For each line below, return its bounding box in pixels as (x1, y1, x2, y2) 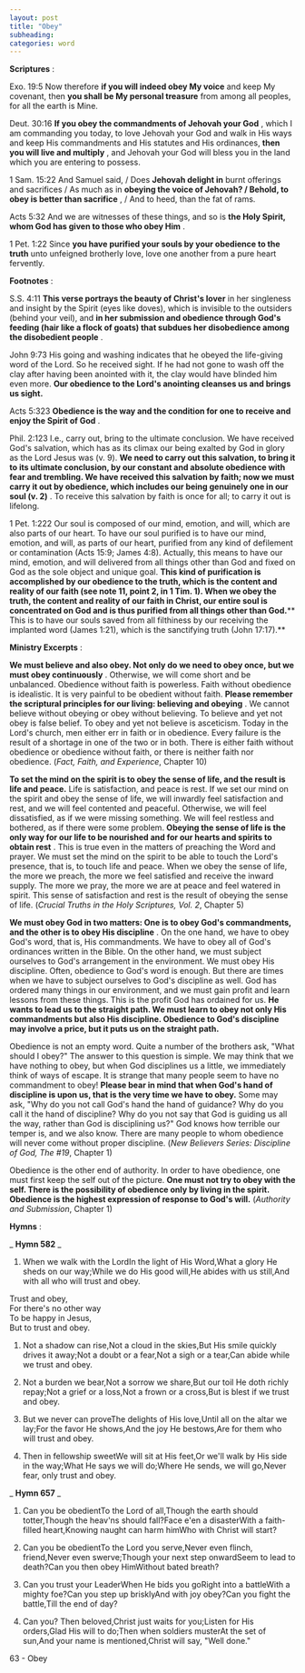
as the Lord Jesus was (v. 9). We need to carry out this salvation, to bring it (9, 452, 296, 464)
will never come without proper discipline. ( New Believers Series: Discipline (9, 1137, 290, 1148)
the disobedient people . (9, 332, 103, 343)
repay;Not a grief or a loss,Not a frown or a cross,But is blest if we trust (22, 1387, 290, 1398)
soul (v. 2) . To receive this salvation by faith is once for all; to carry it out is (9, 491, 291, 502)
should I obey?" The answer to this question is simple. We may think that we (9, 1051, 294, 1062)
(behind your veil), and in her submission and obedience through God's (9, 313, 281, 324)
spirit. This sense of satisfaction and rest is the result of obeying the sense (9, 890, 289, 901)
